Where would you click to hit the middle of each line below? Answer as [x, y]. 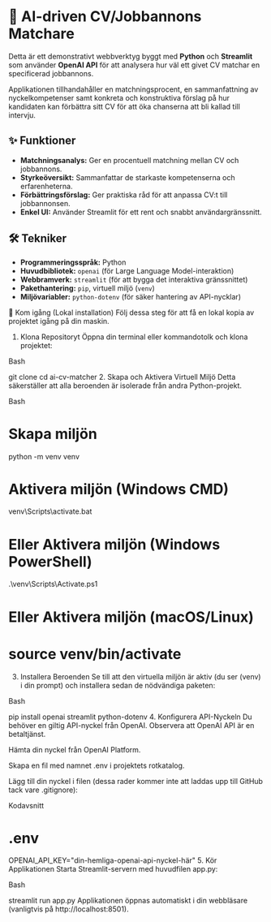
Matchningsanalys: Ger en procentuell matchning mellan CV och [129, 160]
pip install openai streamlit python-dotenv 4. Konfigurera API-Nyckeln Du [131, 717]
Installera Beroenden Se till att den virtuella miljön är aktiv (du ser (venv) [140, 676]
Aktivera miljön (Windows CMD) [119, 489]
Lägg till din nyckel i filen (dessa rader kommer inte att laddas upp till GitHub [136, 781]
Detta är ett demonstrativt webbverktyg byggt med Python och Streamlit [131, 56]
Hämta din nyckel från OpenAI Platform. [75, 749]
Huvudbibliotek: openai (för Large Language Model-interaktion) [127, 270]
